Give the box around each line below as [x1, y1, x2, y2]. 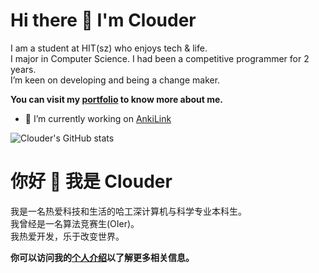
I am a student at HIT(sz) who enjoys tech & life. [10, 42, 208, 54]
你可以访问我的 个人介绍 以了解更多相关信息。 [10, 251, 195, 263]
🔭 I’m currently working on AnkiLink [24, 112, 172, 124]
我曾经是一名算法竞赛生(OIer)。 [10, 217, 140, 229]
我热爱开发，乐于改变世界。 [10, 230, 125, 242]
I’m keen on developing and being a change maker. [10, 74, 221, 86]
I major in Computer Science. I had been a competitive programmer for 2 [10, 52, 310, 64]
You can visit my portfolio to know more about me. [10, 93, 224, 105]
